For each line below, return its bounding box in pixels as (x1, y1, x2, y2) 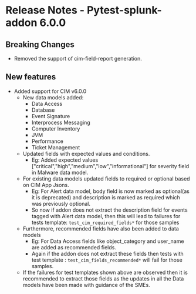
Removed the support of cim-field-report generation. (13, 55, 142, 62)
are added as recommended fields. (31, 243, 117, 250)
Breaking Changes (5, 39, 75, 49)
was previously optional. (31, 200, 91, 207)
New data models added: (22, 93, 84, 101)
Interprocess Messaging (31, 119, 90, 126)
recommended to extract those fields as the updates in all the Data (22, 275, 184, 282)
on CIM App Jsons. (22, 181, 69, 188)
